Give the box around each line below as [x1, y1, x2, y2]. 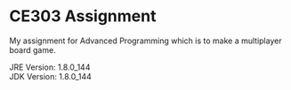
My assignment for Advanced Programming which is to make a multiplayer [9, 35, 282, 46]
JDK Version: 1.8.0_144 [9, 71, 92, 81]
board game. [9, 44, 56, 55]
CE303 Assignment [9, 6, 157, 26]
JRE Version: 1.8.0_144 [9, 62, 91, 72]
